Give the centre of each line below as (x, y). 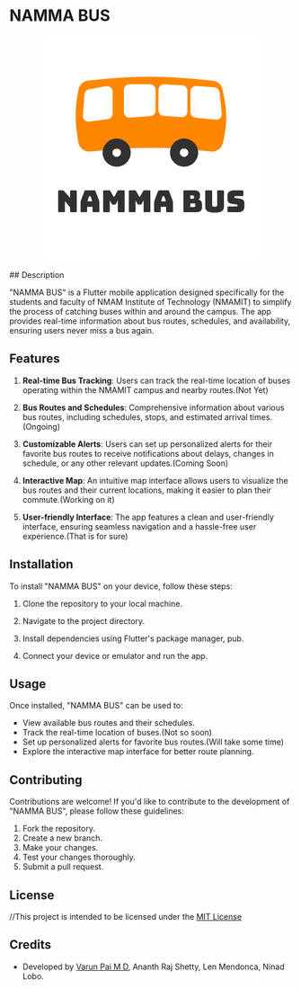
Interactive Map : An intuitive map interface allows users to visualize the (155, 480)
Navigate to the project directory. (84, 620)
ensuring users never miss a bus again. (82, 330)
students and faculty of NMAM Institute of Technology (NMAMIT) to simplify (150, 301)
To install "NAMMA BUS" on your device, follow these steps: (121, 586)
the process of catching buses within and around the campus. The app (141, 311)
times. (261, 417)
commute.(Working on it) (68, 499)
